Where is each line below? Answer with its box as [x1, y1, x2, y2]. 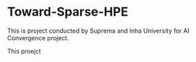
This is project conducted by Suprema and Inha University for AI [7, 27, 190, 35]
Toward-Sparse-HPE [7, 4, 129, 20]
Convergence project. [7, 33, 69, 42]
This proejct [7, 47, 41, 55]
